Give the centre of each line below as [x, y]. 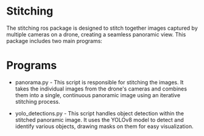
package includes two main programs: [54, 41]
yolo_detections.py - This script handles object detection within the [100, 113]
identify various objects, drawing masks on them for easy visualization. [104, 126]
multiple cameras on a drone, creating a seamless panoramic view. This [96, 34]
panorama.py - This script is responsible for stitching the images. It [99, 82]
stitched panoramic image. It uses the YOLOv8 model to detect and [99, 120]
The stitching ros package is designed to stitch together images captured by [102, 28]
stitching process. [38, 101]
